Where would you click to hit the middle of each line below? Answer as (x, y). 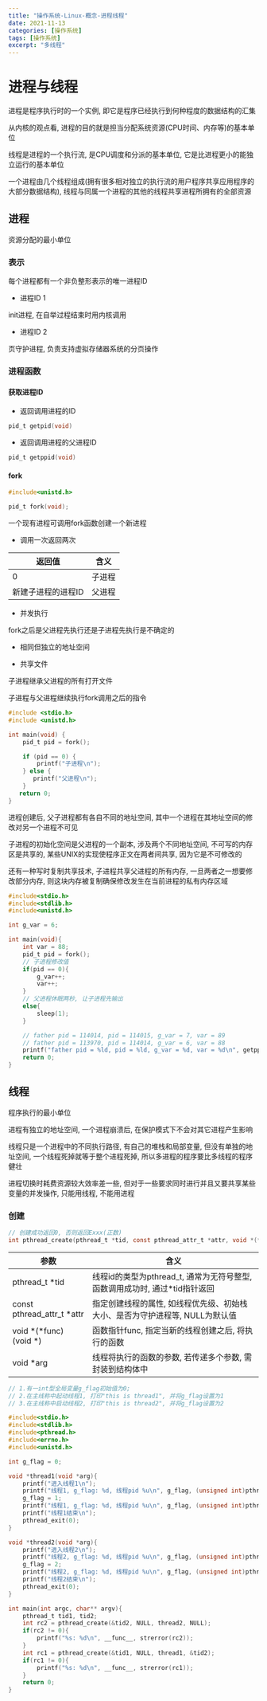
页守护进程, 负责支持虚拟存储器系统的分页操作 (83, 349)
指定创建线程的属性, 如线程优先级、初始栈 (170, 1303)
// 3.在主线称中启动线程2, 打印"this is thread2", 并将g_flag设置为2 (116, 1403)
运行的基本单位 (39, 165)
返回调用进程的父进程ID (58, 442)
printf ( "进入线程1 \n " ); (60, 1483)
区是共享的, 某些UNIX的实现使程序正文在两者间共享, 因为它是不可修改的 (125, 854)
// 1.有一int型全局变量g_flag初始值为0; (70, 1388)
